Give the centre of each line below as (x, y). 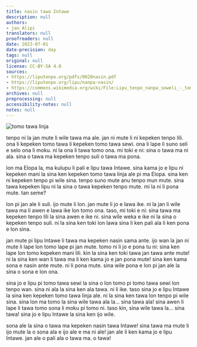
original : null (25, 60)
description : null (28, 17)
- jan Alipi (21, 28)
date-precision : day (31, 50)
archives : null (25, 93)
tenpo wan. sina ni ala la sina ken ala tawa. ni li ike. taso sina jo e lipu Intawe (98, 289)
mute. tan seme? (26, 193)
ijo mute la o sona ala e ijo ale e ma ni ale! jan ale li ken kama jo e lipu (89, 332)
